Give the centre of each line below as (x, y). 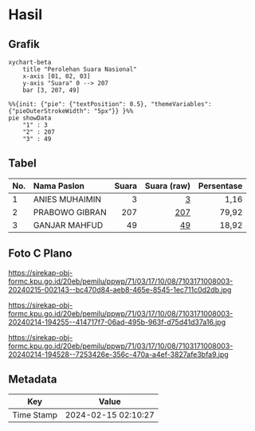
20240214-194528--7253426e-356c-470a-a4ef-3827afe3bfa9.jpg (118, 354)
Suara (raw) (168, 186)
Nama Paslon (59, 186)
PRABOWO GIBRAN (70, 212)
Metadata (33, 380)
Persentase (220, 186)
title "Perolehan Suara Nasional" (80, 69)
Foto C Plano (40, 254)
